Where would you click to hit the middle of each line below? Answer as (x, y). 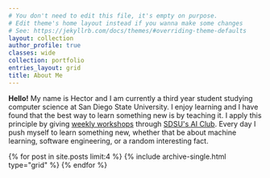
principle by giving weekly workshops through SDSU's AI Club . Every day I (132, 123)
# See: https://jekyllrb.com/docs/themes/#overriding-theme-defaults (128, 30)
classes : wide (32, 53)
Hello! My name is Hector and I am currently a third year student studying (131, 98)
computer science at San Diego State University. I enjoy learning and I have (133, 107)
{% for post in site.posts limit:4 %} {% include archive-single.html (117, 156)
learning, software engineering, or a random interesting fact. (108, 140)
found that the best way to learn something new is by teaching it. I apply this (135, 115)
